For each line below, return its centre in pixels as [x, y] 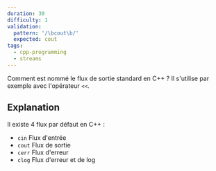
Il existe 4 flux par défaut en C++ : [56, 124]
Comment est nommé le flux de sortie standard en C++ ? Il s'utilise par [108, 78]
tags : [15, 46]
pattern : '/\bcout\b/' [46, 33]
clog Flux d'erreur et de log [56, 159]
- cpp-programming [40, 53]
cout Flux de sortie [44, 145]
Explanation [34, 108]
